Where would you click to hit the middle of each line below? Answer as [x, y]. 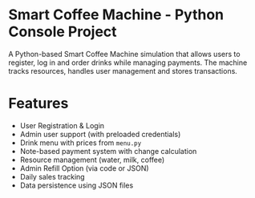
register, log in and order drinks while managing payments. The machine [128, 63]
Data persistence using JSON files [77, 185]
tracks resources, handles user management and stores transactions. [123, 71]
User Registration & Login [62, 125]
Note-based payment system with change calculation [108, 151]
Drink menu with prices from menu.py [81, 143]
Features [38, 104]
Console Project [63, 32]
